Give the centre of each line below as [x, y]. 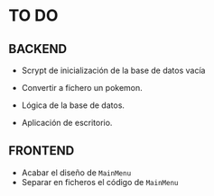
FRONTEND [42, 151]
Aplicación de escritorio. [67, 123]
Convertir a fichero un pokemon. [82, 88]
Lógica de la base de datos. [73, 105]
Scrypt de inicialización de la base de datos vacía [113, 70]
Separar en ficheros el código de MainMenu [100, 182]
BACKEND [38, 49]
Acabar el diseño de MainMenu [76, 173]
